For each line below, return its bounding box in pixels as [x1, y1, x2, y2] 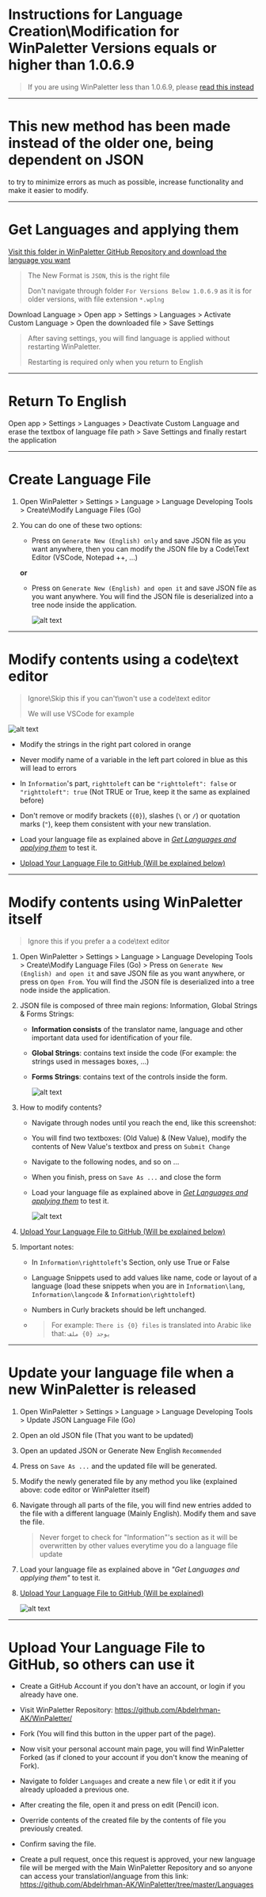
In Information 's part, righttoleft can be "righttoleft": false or [19, 778, 237, 788]
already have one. [19, 1690, 79, 1699]
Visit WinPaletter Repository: [19, 1705, 113, 1715]
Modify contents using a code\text [8, 651, 239, 668]
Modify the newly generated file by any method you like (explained [19, 1476, 237, 1485]
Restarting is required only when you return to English [27, 357, 203, 366]
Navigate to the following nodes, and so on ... [31, 1157, 180, 1167]
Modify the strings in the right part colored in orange [19, 739, 192, 749]
